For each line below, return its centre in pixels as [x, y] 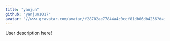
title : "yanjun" [22, 10]
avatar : [13, 19]
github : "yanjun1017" [28, 14]
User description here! [29, 33]
